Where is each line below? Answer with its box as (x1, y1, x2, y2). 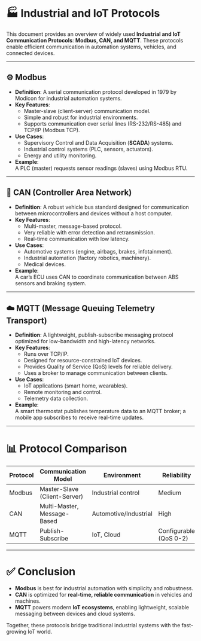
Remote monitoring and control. (23, 389, 102, 396)
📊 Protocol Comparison (6, 442, 127, 455)
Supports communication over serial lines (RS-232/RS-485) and (23, 120, 182, 127)
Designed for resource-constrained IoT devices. (23, 357, 142, 364)
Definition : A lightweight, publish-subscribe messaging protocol (14, 331, 173, 338)
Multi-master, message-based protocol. (23, 222, 122, 230)
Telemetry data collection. (23, 395, 89, 402)
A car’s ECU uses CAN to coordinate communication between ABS (14, 273, 179, 280)
